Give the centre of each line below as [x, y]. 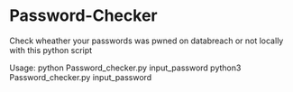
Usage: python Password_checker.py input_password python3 [125, 68]
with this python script [51, 50]
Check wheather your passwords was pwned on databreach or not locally [146, 41]
